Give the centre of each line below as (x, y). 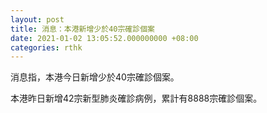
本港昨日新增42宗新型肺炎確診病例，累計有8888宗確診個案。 (136, 98)
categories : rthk (46, 47)
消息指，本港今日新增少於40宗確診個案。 (95, 77)
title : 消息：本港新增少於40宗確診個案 (82, 29)
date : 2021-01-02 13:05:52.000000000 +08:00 (104, 38)
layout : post (37, 19)
